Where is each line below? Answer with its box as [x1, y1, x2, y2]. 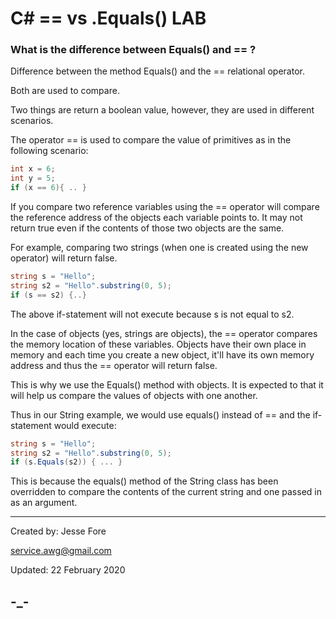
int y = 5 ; [10, 173, 56, 184]
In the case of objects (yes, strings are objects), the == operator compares [10, 327, 318, 339]
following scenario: [10, 145, 89, 157]
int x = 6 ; [10, 164, 56, 174]
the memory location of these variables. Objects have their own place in [10, 338, 307, 350]
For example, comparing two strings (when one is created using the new [10, 242, 309, 254]
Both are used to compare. [10, 85, 120, 97]
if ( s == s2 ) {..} [10, 290, 87, 300]
